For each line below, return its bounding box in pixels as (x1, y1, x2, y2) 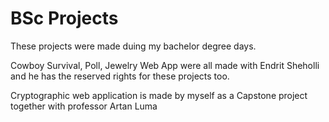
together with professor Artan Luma (10, 100, 158, 112)
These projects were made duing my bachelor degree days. (10, 40, 257, 52)
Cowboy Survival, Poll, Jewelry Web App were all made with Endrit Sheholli (10, 59, 320, 71)
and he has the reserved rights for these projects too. (10, 70, 230, 82)
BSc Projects (10, 7, 119, 30)
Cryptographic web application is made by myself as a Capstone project (10, 89, 308, 101)
